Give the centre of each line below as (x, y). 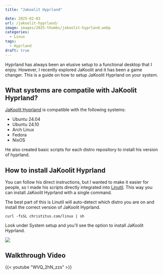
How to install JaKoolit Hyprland (55, 170)
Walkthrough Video (35, 255)
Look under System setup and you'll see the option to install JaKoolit (74, 225)
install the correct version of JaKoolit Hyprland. (53, 207)
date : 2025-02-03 (23, 18)
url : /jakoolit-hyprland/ (31, 23)
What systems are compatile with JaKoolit (71, 91)
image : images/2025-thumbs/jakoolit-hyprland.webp (58, 27)
